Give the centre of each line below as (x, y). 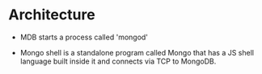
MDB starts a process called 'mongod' (84, 37)
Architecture (52, 15)
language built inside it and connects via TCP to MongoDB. (118, 61)
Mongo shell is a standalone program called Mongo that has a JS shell (137, 52)
